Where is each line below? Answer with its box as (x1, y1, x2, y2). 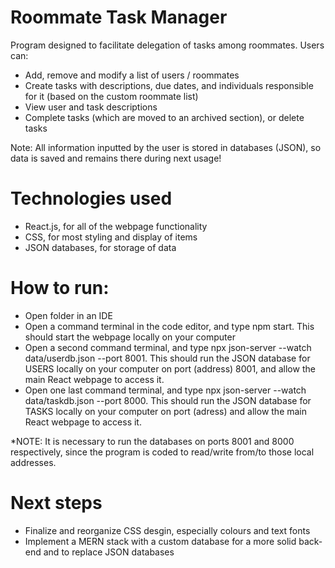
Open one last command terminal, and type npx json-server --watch (24, 384, 307, 396)
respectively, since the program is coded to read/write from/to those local (10, 446, 315, 458)
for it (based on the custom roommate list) (24, 90, 199, 102)
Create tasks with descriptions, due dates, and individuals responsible (24, 79, 314, 91)
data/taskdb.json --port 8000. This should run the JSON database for (24, 394, 312, 406)
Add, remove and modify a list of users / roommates (24, 69, 240, 81)
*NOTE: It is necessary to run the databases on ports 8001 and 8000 (10, 435, 295, 447)
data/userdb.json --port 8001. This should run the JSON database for (24, 352, 311, 364)
